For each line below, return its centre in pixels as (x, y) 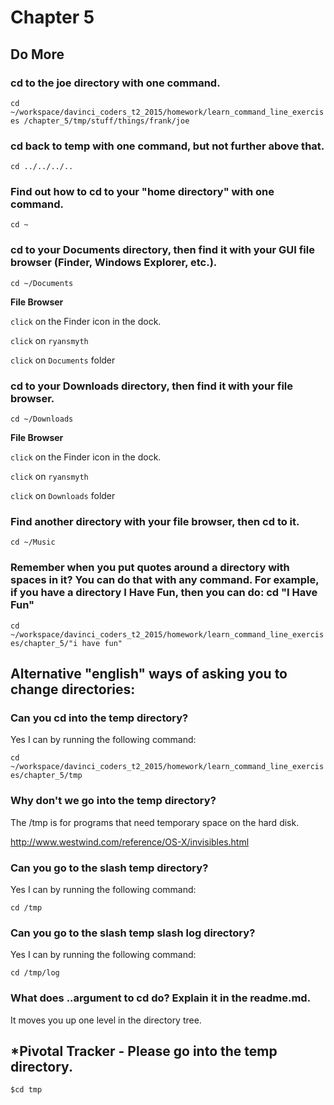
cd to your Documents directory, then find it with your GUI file (162, 250)
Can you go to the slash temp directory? (109, 868)
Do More (37, 54)
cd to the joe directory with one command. (115, 83)
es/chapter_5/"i (44, 643)
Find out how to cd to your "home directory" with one (142, 192)
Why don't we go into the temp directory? (113, 801)
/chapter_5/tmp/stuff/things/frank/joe (106, 121)
